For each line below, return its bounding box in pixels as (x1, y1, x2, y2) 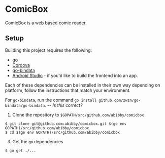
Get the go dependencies (12, 138, 63, 144)
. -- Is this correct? (44, 102, 83, 108)
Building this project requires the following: (5, 47, 92, 53)
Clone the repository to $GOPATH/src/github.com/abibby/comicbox (12, 112, 144, 118)
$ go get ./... (5, 148, 36, 153)
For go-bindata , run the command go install (5, 97, 97, 103)
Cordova (12, 62, 30, 68)
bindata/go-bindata (5, 103, 45, 108)
